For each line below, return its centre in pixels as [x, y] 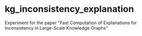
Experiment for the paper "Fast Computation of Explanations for [71, 23]
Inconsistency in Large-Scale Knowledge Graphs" [56, 28]
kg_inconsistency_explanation [69, 9]
